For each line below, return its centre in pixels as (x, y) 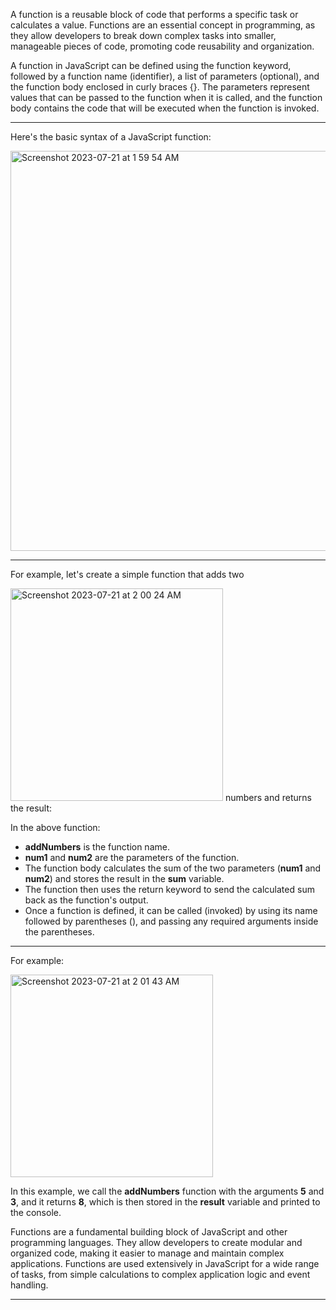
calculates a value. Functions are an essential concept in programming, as (163, 25)
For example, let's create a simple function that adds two (127, 574)
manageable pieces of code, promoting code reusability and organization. (162, 46)
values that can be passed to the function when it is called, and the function (166, 97)
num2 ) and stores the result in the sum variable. (124, 878)
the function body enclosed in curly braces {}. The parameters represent (160, 87)
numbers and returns (268, 797)
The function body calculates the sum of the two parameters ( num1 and (173, 868)
